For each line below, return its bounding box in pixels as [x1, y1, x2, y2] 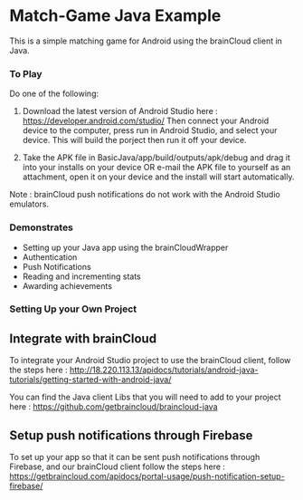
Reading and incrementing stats [22, 271, 142, 282]
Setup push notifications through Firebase [9, 428, 253, 443]
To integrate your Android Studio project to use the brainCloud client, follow [9, 355, 291, 366]
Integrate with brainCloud [9, 331, 156, 346]
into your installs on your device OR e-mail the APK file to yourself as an [22, 162, 291, 173]
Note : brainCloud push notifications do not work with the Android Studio [9, 189, 280, 200]
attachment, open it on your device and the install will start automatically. [22, 171, 295, 182]
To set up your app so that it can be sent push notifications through [9, 452, 260, 463]
